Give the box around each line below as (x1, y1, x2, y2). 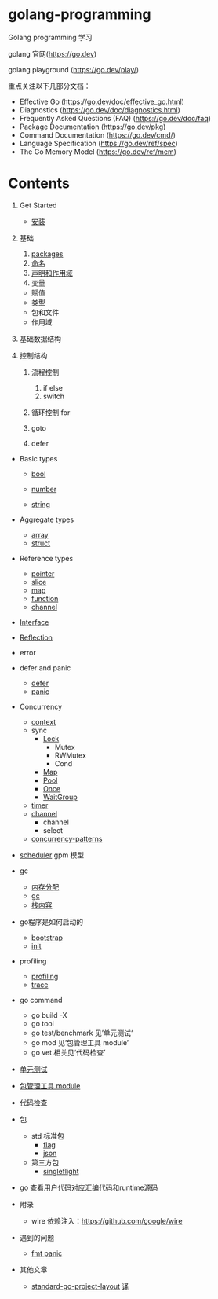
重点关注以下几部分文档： (8, 81, 91, 90)
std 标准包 (31, 1131, 64, 1140)
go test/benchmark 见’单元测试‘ (31, 1028, 133, 1037)
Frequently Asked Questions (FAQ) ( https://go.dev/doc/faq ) (19, 113, 212, 123)
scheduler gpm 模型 (19, 850, 85, 860)
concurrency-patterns (31, 834, 103, 843)
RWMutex (54, 750, 86, 760)
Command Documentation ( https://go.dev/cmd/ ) (19, 130, 176, 139)
